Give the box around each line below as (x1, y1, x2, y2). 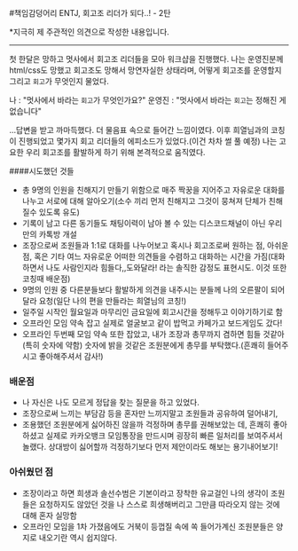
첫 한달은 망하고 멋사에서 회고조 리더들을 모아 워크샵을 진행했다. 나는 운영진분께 (9, 54, 284, 64)
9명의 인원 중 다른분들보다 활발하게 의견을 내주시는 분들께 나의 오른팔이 (21, 285, 269, 295)
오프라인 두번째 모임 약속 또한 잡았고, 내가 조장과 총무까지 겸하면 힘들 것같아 (21, 329, 286, 339)
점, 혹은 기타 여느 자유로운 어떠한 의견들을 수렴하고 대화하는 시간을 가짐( (21, 251, 271, 262)
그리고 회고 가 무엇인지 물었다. (9, 76, 109, 86)
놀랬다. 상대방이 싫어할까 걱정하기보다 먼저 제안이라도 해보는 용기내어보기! (21, 442, 278, 453)
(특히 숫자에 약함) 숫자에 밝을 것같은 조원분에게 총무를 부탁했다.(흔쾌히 (21, 340, 266, 350)
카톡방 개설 (38, 229, 77, 240)
